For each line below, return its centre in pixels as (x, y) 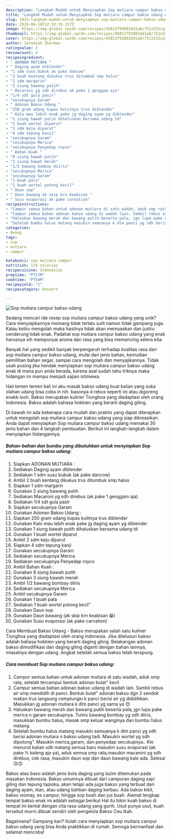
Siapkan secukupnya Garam (43, 507)
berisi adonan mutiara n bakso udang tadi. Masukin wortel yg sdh (81, 737)
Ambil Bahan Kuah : (33, 567)
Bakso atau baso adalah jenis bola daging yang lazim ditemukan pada (78, 774)
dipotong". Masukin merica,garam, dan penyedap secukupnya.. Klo (83, 742)
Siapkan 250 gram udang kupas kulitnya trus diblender (71, 518)
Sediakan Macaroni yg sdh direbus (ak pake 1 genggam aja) (76, 497)
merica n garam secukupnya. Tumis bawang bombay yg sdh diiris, (82, 715)
